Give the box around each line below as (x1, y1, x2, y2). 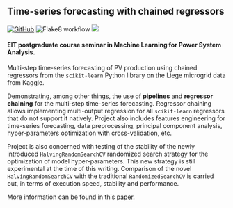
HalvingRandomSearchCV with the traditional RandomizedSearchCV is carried (7, 172, 214, 180)
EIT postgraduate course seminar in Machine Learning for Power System (7, 41, 222, 49)
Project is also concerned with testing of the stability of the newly (7, 143, 195, 151)
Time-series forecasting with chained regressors (7, 6, 225, 17)
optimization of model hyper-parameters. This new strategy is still (7, 157, 196, 166)
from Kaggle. (7, 79, 45, 87)
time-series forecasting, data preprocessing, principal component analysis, (7, 122, 223, 130)
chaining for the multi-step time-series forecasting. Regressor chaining (7, 99, 212, 108)
